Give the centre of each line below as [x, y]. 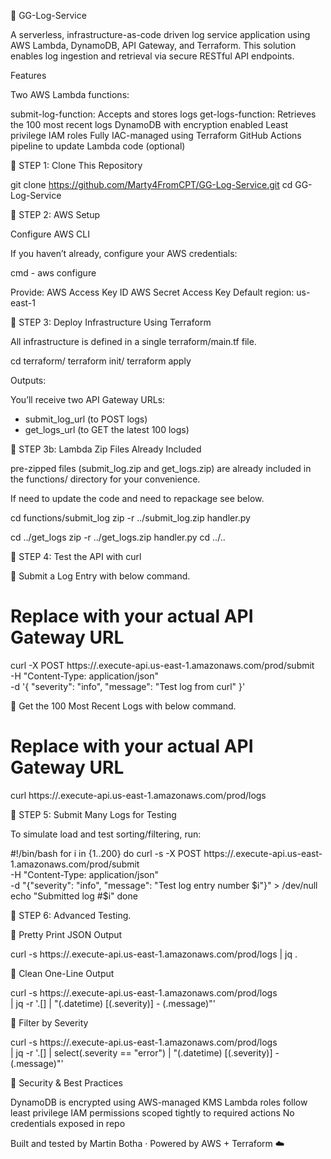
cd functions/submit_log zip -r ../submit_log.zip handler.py [130, 518]
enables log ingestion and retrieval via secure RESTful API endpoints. [152, 56]
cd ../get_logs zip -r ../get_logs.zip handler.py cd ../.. [118, 537]
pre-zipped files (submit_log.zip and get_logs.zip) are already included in [161, 468]
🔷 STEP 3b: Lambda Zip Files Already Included [106, 449]
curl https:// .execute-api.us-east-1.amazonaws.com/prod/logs [138, 795]
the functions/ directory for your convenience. [105, 479]
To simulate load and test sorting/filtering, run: [106, 834]
